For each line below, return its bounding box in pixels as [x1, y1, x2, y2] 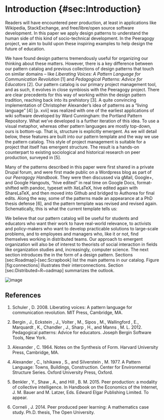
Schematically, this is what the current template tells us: [5, 205, 117, 212]
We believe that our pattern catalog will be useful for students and [5, 215, 139, 221]
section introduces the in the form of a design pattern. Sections [5, 252, 133, 257]
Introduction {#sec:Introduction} [5, 3, 141, 15]
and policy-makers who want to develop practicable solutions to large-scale [5, 225, 158, 231]
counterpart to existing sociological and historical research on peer [5, 149, 141, 155]
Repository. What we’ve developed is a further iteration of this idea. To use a [5, 118, 160, 124]
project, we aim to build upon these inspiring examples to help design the [5, 40, 153, 46]
